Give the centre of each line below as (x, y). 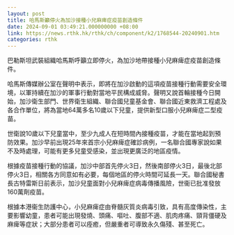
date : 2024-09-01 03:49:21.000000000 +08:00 (73, 26)
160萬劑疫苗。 (28, 192)
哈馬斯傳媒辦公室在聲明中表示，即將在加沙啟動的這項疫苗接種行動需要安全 (114, 84)
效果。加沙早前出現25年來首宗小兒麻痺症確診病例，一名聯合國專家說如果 (117, 142)
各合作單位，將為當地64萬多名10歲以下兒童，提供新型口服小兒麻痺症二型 (112, 110)
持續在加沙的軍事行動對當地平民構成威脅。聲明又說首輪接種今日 (123, 93)
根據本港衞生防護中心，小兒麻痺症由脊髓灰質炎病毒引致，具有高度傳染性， (114, 207)
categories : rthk (32, 40)
